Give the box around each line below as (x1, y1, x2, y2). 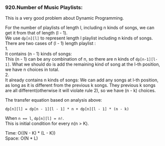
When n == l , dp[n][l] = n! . (5, 115, 64, 121)
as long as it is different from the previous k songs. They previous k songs (5, 82, 156, 88)
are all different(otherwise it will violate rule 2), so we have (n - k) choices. (5, 88, 156, 94)
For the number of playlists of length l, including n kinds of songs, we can (5, 25, 155, 31)
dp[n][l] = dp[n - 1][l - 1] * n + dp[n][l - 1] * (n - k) (5, 107, 129, 112)
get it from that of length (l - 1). (5, 30, 68, 36)
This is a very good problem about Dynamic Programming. (5, 15, 124, 21)
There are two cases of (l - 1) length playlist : (5, 40, 96, 46)
